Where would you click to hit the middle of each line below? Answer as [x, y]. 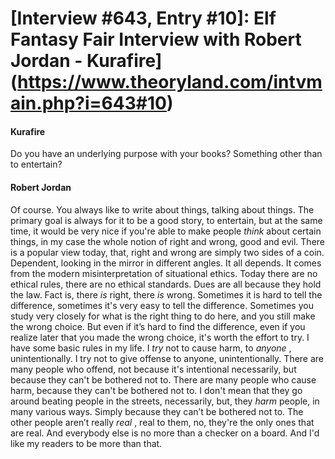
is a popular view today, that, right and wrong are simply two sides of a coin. [167, 252]
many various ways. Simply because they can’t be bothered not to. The [157, 411]
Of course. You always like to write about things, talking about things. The [162, 209]
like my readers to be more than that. [86, 443]
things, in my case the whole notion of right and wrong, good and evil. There [168, 241]
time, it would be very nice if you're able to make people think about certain [166, 231]
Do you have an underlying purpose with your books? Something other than [166, 154]
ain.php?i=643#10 [88, 103]
